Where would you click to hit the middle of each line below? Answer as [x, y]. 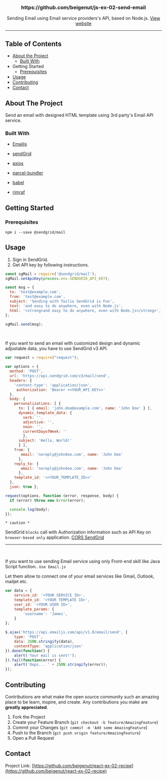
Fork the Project [29, 717]
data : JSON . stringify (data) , [44, 642]
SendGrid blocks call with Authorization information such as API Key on [78, 532]
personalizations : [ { [38, 404]
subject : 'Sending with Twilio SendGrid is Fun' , [62, 302]
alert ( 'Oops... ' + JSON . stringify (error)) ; [61, 665]
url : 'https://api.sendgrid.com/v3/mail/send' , [60, 376]
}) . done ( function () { [28, 651]
